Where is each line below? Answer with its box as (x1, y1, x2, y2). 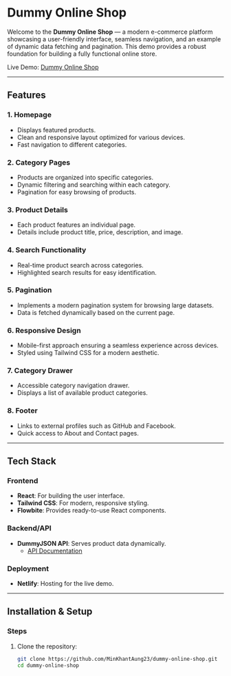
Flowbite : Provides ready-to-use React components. (16, 506, 166, 515)
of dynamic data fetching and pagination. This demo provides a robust (7, 42, 206, 50)
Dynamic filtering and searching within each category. (16, 181, 170, 189)
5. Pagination (7, 285, 52, 295)
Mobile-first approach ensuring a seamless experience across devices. (16, 341, 219, 349)
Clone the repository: (16, 642, 78, 651)
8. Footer (7, 406, 38, 416)
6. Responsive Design (7, 325, 81, 335)
